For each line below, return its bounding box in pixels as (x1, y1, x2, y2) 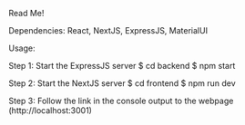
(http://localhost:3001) (8, 105, 93, 116)
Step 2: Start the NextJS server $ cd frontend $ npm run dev (8, 78, 236, 89)
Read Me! (8, 8, 45, 18)
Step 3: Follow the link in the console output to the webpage (8, 95, 234, 106)
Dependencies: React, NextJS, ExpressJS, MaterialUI (8, 25, 209, 35)
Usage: (8, 43, 36, 53)
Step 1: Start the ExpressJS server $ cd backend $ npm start (8, 61, 236, 71)
